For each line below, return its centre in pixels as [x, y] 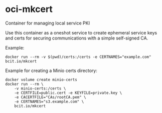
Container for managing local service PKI [48, 23]
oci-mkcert [29, 9]
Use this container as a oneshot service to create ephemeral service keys [81, 32]
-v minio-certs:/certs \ [40, 88]
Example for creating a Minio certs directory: [51, 70]
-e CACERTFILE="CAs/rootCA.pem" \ [50, 97]
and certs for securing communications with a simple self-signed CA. [77, 38]
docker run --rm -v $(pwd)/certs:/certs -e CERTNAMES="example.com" [78, 57]
